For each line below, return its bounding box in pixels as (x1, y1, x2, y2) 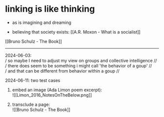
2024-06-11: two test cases (5, 77, 61, 83)
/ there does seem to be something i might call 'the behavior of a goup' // (5, 62, 152, 69)
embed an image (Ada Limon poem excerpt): (12, 87, 102, 93)
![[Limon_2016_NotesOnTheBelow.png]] (12, 92, 92, 98)
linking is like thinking (5, 3, 95, 15)
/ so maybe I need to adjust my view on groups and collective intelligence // (5, 58, 157, 63)
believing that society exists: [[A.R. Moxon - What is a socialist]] (12, 29, 141, 35)
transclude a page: (12, 101, 50, 107)
